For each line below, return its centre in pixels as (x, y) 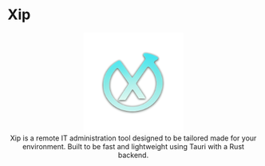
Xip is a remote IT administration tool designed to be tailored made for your (133, 138)
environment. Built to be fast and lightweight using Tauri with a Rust (133, 146)
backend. (133, 155)
